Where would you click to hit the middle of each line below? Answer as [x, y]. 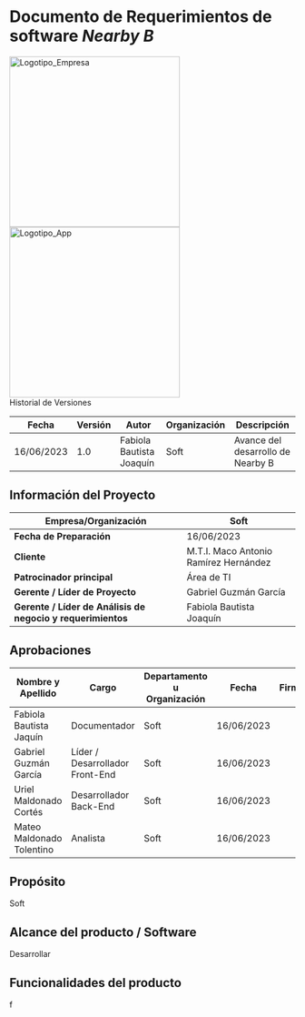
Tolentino [34, 850]
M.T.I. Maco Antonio [230, 550]
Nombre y [39, 681]
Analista [89, 838]
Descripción [262, 425]
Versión [94, 425]
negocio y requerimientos [71, 618]
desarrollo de [262, 451]
